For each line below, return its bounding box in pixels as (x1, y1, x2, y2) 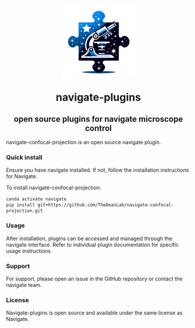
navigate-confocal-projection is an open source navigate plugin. (6, 139, 161, 145)
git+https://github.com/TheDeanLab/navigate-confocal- (37, 202, 175, 208)
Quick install (6, 153, 43, 161)
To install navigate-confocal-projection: (6, 184, 101, 192)
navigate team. (6, 281, 42, 288)
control (84, 123, 112, 133)
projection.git (6, 208, 43, 214)
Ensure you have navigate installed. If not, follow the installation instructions (6, 166, 189, 174)
